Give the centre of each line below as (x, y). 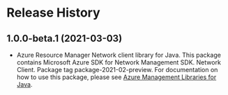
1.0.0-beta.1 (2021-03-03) (64, 38)
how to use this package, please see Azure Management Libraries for (116, 77)
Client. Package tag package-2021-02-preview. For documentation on (117, 70)
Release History (53, 13)
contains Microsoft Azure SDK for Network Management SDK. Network (119, 62)
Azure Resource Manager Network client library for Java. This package (119, 55)
